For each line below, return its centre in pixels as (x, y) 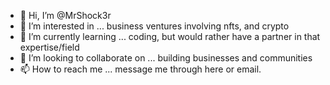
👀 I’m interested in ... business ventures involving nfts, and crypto (154, 26)
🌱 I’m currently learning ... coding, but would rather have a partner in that (170, 36)
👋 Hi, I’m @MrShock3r (65, 15)
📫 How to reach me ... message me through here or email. (140, 69)
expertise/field (49, 47)
